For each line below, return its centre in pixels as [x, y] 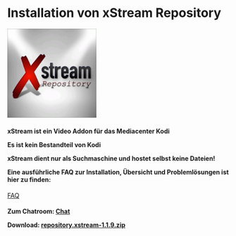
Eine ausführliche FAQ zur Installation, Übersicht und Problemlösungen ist [118, 172]
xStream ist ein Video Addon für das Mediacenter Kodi [89, 131]
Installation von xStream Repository [114, 13]
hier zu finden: [29, 180]
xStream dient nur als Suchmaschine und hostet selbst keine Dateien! [111, 159]
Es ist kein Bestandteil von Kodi [54, 145]
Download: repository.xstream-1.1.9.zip [66, 225]
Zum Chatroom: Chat [39, 211]
